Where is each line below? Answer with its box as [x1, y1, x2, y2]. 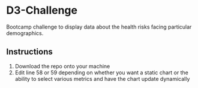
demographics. [6, 29, 44, 36]
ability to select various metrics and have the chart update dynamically [14, 75, 190, 82]
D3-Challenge [6, 4, 78, 17]
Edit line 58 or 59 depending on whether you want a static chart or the [14, 69, 189, 76]
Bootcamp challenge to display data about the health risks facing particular [6, 23, 192, 30]
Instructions [6, 47, 53, 57]
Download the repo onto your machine [14, 62, 110, 70]
